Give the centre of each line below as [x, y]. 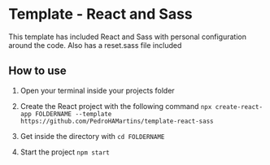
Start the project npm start [65, 152]
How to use [37, 71]
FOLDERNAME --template [74, 114]
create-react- [239, 106]
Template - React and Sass [100, 14]
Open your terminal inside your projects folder [97, 90]
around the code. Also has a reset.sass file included [95, 45]
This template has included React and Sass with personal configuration [127, 37]
